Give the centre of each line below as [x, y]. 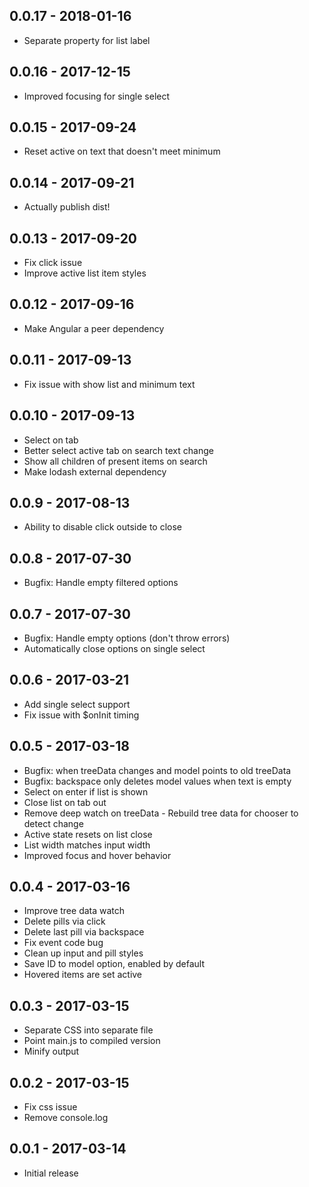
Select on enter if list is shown [86, 791]
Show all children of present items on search [115, 461]
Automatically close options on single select [114, 648]
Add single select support [77, 704]
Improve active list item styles [85, 273]
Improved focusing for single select [97, 96]
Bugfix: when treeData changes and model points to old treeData [157, 770]
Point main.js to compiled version [92, 1041]
